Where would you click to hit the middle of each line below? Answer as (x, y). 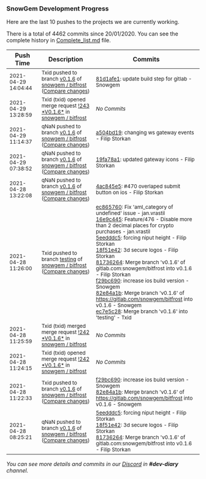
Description (66, 60)
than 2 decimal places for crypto (135, 226)
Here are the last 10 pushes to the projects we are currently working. (93, 22)
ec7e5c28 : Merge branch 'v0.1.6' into (142, 312)
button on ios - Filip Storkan (130, 193)
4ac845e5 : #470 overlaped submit (138, 186)
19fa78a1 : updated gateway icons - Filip (145, 160)
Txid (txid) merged (64, 326)
